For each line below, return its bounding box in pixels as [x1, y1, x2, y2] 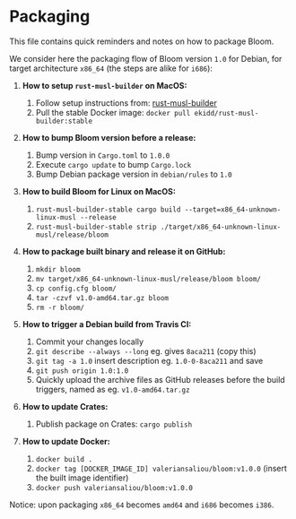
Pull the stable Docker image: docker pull [35, 107, 191, 117]
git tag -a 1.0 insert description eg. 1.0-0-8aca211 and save [35, 355, 264, 366]
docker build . [35, 454, 92, 463]
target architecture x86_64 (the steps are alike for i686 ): [9, 63, 213, 74]
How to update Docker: [22, 436, 110, 446]
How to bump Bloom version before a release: [22, 132, 196, 143]
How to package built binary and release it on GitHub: [22, 246, 226, 256]
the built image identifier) [35, 472, 129, 483]
